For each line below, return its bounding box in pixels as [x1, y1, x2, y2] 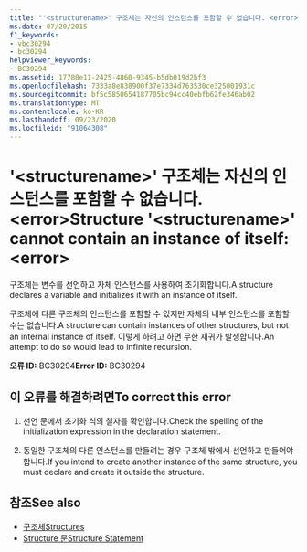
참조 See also [9, 495, 81, 511]
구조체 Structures [22, 521, 85, 532]
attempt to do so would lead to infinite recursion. [9, 341, 193, 352]
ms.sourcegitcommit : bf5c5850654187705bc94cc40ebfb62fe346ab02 [9, 90, 256, 99]
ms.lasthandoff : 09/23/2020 [9, 115, 117, 124]
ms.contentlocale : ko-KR [9, 107, 104, 116]
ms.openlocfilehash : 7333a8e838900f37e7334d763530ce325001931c [9, 81, 256, 90]
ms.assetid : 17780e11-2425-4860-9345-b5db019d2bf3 [9, 73, 206, 82]
